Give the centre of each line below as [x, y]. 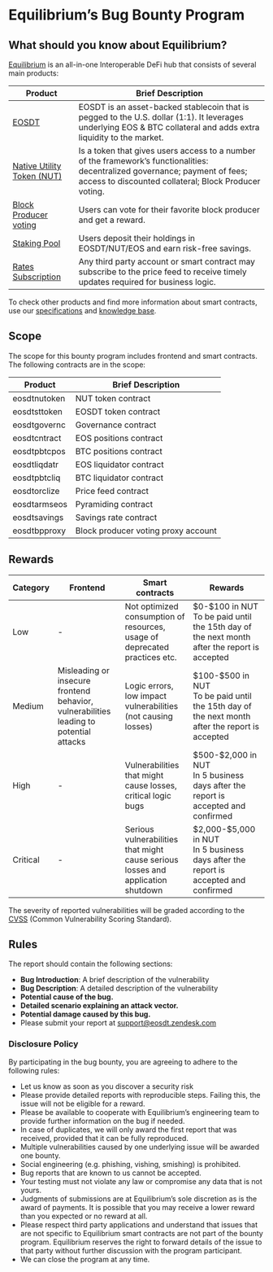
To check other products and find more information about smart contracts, [133, 302]
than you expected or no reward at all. [84, 1216]
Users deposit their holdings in [136, 238]
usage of [142, 636]
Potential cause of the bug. [67, 997]
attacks [71, 741]
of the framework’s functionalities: [143, 161]
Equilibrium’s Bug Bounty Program [127, 15]
